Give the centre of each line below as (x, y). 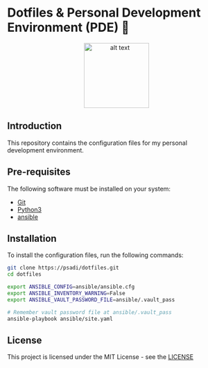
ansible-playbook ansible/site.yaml (60, 319)
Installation (32, 238)
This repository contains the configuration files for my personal (97, 143)
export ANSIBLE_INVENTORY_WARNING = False (67, 293)
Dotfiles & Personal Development (104, 13)
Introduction (35, 126)
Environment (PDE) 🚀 (68, 27)
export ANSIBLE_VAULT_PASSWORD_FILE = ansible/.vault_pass (91, 299)
